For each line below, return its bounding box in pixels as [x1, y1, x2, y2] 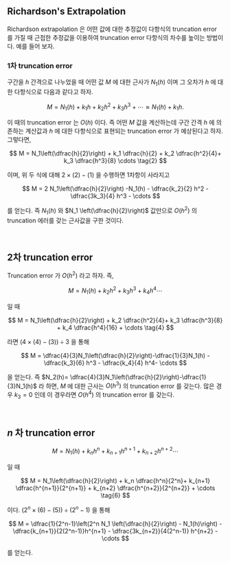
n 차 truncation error [7, 427, 95, 439]
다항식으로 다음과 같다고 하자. [14, 87, 94, 96]
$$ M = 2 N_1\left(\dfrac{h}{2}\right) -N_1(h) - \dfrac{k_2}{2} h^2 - [21, 184, 209, 193]
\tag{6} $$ [100, 491, 130, 499]
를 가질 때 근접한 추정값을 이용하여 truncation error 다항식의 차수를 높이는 [7, 33, 205, 41]
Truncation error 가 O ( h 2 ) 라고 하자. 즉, [7, 270, 115, 280]
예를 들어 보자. [16, 42, 55, 50]
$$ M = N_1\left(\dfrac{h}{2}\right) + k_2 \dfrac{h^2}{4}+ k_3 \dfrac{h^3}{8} [8, 316, 223, 324]
